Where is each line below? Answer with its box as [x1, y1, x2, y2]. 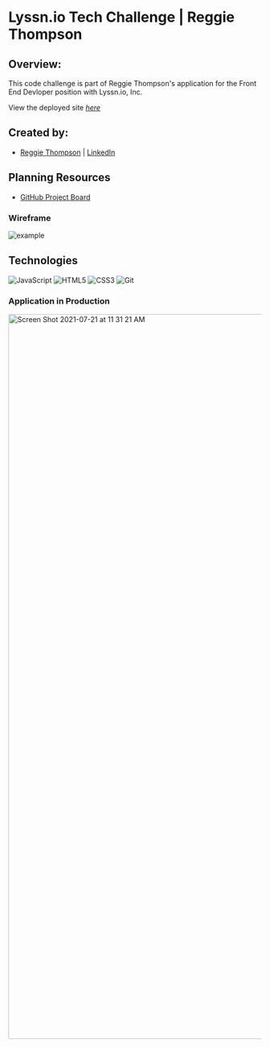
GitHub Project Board [19, 192, 91, 201]
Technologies [8, 254, 79, 267]
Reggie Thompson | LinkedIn [19, 147, 116, 157]
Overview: [8, 57, 62, 71]
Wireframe [8, 212, 51, 223]
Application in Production [8, 295, 110, 306]
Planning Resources [8, 171, 111, 184]
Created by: [8, 126, 69, 140]
